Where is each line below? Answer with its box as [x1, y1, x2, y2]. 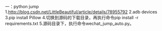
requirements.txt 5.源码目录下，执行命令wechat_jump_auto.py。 [5, 21, 134, 26]
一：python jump [5, 4, 39, 9]
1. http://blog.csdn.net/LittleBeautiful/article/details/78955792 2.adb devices [5, 9, 158, 15]
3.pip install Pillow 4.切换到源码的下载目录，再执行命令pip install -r [5, 15, 139, 20]
